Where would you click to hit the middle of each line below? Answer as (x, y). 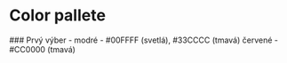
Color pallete (58, 16)
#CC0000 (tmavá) (42, 49)
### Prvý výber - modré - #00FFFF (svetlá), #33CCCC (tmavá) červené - (143, 40)
